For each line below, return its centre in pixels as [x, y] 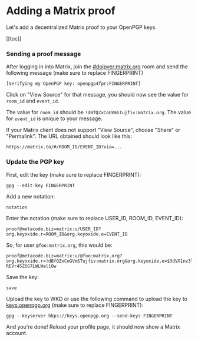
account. [17, 333]
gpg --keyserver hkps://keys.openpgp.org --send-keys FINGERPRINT [89, 316]
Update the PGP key [35, 162]
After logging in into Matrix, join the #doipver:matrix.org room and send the [97, 67]
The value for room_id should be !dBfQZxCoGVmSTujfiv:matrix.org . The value [99, 112]
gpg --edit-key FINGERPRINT [41, 186]
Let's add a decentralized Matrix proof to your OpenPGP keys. [82, 27]
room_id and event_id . [33, 101]
